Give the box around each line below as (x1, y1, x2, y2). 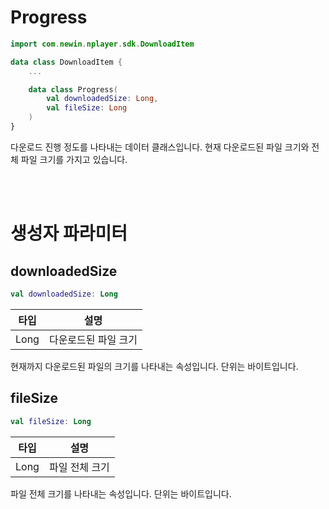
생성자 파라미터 (10, 222, 128, 245)
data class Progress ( (28, 84, 118, 95)
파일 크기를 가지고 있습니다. (20, 153, 128, 165)
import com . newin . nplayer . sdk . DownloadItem (10, 39, 195, 49)
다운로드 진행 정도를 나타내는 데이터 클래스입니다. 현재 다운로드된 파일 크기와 (10, 141, 310, 153)
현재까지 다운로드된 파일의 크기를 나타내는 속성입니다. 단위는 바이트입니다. (10, 360, 299, 372)
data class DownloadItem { (10, 57, 123, 67)
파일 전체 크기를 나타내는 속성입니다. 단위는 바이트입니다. (10, 487, 232, 500)
